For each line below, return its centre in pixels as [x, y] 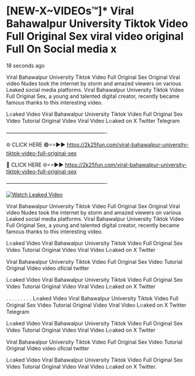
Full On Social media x [62, 49]
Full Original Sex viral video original [95, 36]
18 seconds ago [26, 65]
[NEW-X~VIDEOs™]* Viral [70, 11]
